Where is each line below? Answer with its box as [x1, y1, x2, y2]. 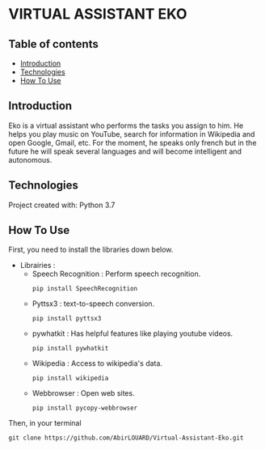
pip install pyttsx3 [32, 315, 102, 323]
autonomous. [8, 155, 53, 164]
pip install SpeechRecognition [32, 285, 138, 293]
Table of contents [8, 37, 99, 51]
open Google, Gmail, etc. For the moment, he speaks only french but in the [8, 138, 257, 147]
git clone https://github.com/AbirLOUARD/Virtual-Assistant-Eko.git [8, 434, 244, 442]
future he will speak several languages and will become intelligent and [8, 146, 242, 156]
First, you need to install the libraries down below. [8, 244, 174, 255]
